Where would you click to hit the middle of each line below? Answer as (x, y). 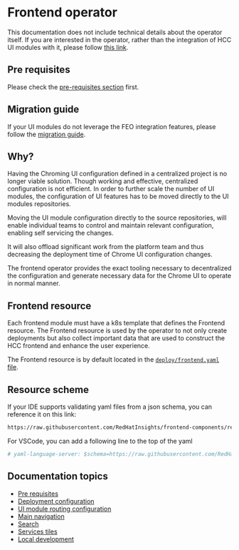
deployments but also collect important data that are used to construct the (116, 338)
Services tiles (38, 531)
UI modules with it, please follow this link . (68, 47)
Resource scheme (48, 389)
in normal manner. (34, 283)
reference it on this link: (42, 414)
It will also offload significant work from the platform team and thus (106, 247)
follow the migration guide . (47, 134)
